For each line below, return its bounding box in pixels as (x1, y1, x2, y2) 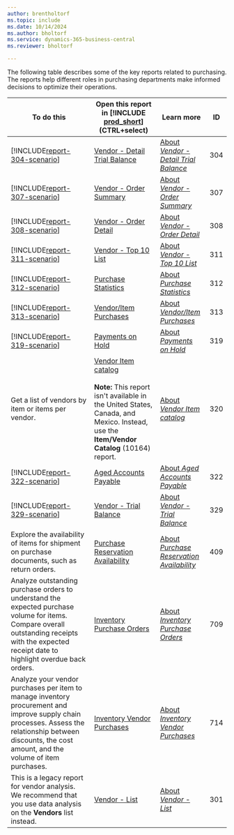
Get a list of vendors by (10, 396, 87, 405)
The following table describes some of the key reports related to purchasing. (7, 68, 227, 76)
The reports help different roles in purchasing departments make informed (7, 75, 221, 84)
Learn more (162, 112, 201, 122)
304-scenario (10, 155, 58, 164)
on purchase (10, 547, 52, 557)
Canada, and (93, 409, 136, 418)
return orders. (10, 564, 56, 574)
